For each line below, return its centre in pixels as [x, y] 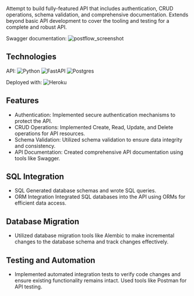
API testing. [28, 287]
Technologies [31, 57]
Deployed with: [24, 82]
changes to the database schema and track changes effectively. [91, 242]
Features [22, 101]
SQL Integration [35, 177]
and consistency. [35, 146]
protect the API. [33, 121]
